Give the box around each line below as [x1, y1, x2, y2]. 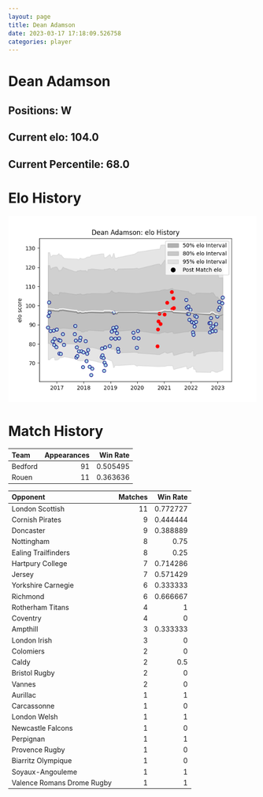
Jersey [11, 570, 34, 579]
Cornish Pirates [11, 515, 61, 524]
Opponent [11, 493, 46, 502]
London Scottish [11, 504, 65, 513]
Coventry [11, 613, 42, 623]
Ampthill [11, 624, 39, 634]
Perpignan [11, 734, 46, 743]
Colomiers [11, 646, 45, 656]
